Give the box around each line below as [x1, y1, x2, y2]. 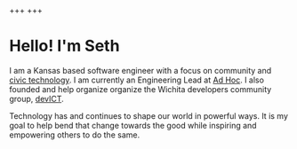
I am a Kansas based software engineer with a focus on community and [9, 65, 272, 75]
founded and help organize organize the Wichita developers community [9, 83, 272, 94]
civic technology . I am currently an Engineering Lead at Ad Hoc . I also [9, 74, 265, 85]
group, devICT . [9, 93, 64, 104]
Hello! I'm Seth [9, 36, 120, 56]
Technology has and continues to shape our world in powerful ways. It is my [9, 110, 289, 121]
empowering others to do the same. [9, 129, 140, 140]
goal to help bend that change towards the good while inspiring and [9, 120, 257, 130]
